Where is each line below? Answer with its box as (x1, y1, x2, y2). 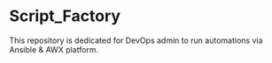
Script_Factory (9, 6, 121, 26)
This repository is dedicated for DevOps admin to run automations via (9, 35, 263, 45)
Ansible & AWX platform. (9, 44, 99, 54)
